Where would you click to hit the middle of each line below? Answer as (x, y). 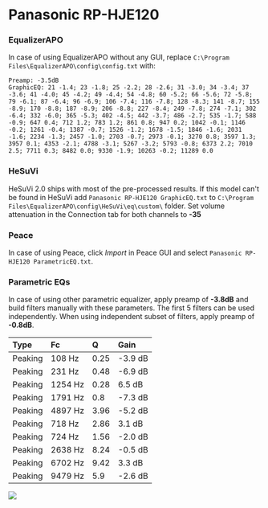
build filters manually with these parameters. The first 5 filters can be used (132, 308)
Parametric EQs (39, 282)
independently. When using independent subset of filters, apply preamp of (132, 317)
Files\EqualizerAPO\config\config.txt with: (82, 66)
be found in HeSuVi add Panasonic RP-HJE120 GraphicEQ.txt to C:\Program (131, 197)
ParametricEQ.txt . (63, 261)
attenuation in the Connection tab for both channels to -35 (105, 214)
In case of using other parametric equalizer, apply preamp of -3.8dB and (128, 300)
